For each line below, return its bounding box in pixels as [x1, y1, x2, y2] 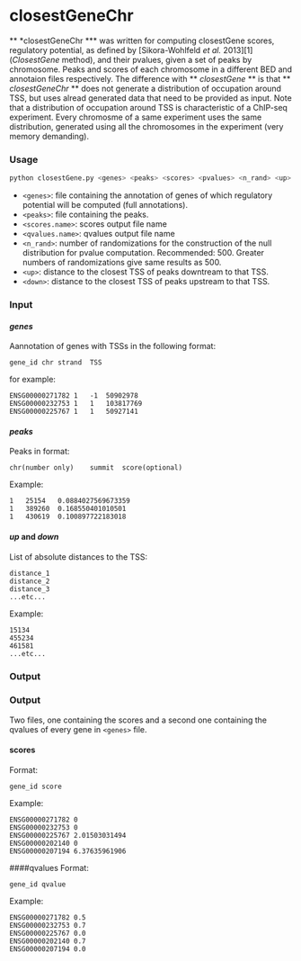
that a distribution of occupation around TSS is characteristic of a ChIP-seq [9, 102, 288, 112]
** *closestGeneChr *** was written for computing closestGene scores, [9, 35, 275, 46]
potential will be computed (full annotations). [22, 200, 189, 211]
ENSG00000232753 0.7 [9, 921, 87, 930]
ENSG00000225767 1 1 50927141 [9, 407, 139, 417]
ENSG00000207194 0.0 [9, 945, 87, 954]
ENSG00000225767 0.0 [9, 929, 87, 939]
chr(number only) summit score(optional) [9, 463, 182, 472]
